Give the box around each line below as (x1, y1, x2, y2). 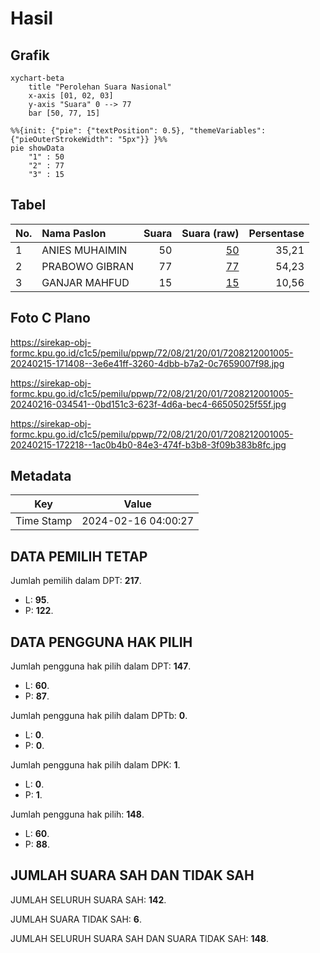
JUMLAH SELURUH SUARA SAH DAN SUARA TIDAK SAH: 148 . (10, 932, 270, 944)
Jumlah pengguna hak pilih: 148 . (10, 808, 145, 821)
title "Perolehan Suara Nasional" (28, 82, 172, 92)
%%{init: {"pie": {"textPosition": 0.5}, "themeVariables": (10, 126, 267, 136)
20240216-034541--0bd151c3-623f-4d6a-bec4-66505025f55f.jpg (10, 398, 287, 410)
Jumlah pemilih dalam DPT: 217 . (10, 575, 142, 587)
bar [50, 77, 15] (28, 108, 101, 118)
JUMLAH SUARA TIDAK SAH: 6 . (10, 913, 142, 925)
